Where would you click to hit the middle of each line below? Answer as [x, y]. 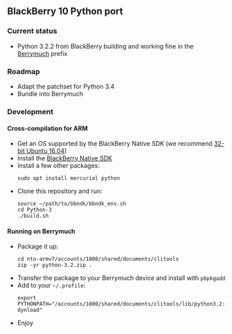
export [27, 298]
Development [30, 111]
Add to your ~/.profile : [51, 286]
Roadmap [24, 71]
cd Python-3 [34, 210]
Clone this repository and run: [60, 191]
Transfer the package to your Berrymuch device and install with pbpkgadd [121, 278]
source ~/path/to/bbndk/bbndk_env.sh [72, 204]
